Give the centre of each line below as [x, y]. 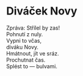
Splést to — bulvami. [32, 66]
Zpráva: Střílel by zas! [33, 28]
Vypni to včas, [24, 40]
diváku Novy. [23, 47]
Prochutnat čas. [26, 60]
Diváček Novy [42, 11]
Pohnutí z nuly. [25, 34]
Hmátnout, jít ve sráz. [32, 53]
